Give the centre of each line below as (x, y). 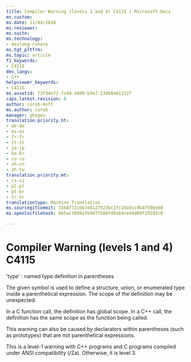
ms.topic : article (28, 55)
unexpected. (21, 300)
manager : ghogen (26, 115)
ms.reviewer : (22, 28)
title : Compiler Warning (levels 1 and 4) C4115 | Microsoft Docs (88, 11)
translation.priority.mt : (37, 175)
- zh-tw (15, 170)
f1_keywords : (22, 60)
